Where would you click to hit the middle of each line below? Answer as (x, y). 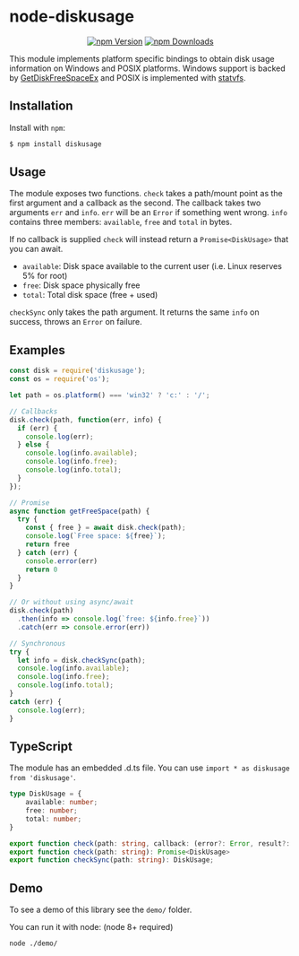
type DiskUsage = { (46, 794)
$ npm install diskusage (56, 144)
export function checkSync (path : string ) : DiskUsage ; (112, 860)
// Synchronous (38, 643)
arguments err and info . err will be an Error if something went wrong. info (149, 213)
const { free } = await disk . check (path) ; (106, 528)
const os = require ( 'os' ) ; (60, 379)
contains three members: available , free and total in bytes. (121, 222)
